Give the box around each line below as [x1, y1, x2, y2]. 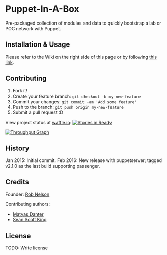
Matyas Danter [12, 211, 44, 217]
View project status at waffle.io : [5, 119, 72, 125]
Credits [5, 177, 30, 187]
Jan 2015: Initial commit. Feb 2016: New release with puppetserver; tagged [5, 157, 162, 164]
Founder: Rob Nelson [5, 191, 50, 197]
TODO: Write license [5, 245, 48, 251]
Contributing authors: [5, 201, 50, 207]
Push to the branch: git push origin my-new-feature [12, 104, 124, 110]
